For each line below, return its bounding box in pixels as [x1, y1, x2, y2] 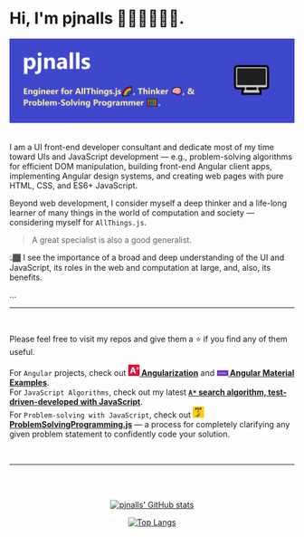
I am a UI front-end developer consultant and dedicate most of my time [9, 141, 274, 152]
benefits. [9, 272, 43, 283]
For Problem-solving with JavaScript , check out [9, 409, 192, 420]
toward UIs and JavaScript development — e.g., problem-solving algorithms [9, 151, 292, 162]
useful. [9, 346, 35, 357]
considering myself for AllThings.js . [9, 216, 147, 227]
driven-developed [9, 396, 79, 407]
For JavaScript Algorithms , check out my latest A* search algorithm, [9, 387, 267, 398]
